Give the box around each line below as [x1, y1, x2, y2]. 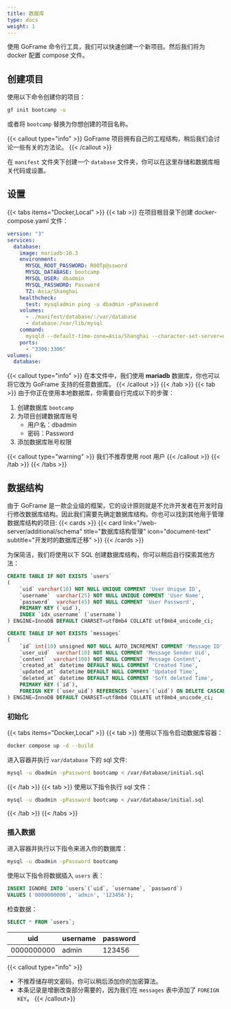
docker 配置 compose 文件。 [7, 51, 89, 59]
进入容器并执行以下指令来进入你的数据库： [7, 844, 128, 852]
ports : [19, 339, 38, 346]
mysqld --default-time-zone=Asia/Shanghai [25, 332, 149, 339]
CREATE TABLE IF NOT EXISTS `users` [7, 573, 112, 580]
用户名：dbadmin [27, 421, 77, 429]
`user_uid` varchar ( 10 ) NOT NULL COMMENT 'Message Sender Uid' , [19, 649, 211, 656]
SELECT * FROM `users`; [7, 918, 76, 926]
